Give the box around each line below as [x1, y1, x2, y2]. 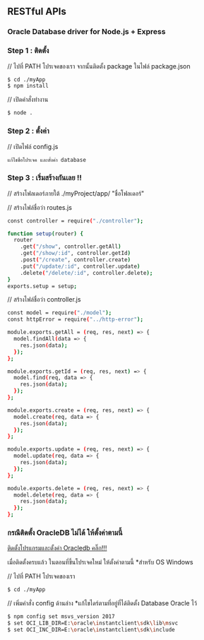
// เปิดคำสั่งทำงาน [7, 95, 49, 104]
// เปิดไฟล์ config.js [7, 142, 59, 150]
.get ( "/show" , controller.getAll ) [20, 243, 121, 250]
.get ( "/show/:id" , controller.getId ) [20, 250, 131, 257]
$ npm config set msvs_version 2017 [7, 613, 115, 620]
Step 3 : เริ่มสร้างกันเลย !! [7, 173, 83, 183]
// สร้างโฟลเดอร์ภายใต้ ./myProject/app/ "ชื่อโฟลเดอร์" [7, 189, 145, 197]
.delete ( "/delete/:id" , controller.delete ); [20, 269, 153, 276]
